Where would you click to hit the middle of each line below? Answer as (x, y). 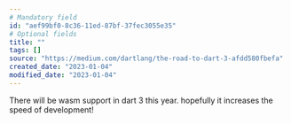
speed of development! (52, 109)
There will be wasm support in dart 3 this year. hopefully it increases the (141, 100)
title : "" (28, 42)
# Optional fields (43, 34)
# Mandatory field (43, 17)
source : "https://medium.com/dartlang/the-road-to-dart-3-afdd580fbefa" (146, 58)
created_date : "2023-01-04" (61, 67)
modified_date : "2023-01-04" (63, 75)
